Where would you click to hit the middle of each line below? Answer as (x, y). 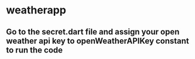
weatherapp (36, 10)
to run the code (35, 50)
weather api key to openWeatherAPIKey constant (97, 41)
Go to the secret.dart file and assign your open (93, 32)
